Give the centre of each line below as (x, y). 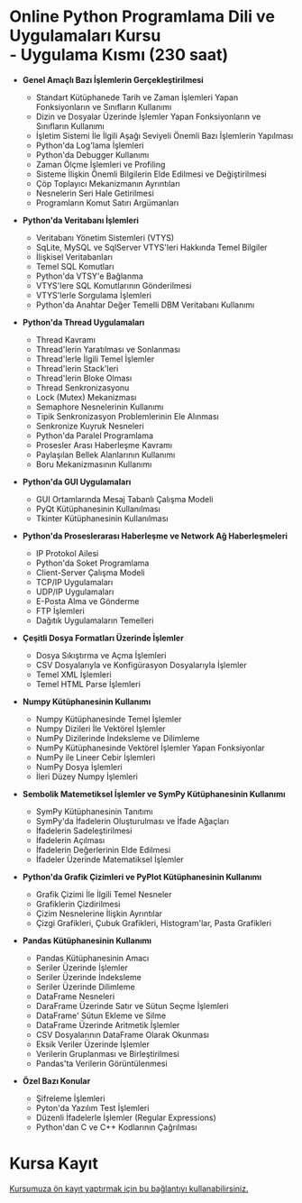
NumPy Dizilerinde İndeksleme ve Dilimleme (118, 738)
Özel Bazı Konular (56, 1080)
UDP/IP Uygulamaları (75, 592)
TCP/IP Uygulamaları (74, 582)
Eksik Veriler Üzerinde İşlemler (93, 1044)
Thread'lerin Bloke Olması (84, 378)
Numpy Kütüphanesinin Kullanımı (87, 702)
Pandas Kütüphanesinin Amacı (92, 958)
